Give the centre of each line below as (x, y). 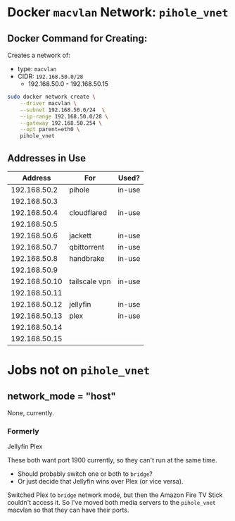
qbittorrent (87, 247)
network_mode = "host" (62, 396)
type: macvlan (37, 69)
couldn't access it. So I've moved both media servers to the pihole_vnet (112, 503)
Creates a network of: (39, 55)
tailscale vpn (90, 281)
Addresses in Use (47, 158)
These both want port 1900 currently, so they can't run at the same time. (112, 460)
